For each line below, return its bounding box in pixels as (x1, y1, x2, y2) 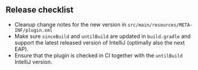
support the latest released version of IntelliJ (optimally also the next (14, 39, 185, 46)
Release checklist (5, 5, 74, 15)
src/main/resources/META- (127, 22, 193, 28)
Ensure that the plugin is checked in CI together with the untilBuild (14, 51, 183, 59)
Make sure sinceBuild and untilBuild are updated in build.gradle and (14, 33, 191, 40)
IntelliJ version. (14, 58, 53, 65)
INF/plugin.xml (14, 27, 53, 33)
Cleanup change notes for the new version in (14, 21, 127, 28)
